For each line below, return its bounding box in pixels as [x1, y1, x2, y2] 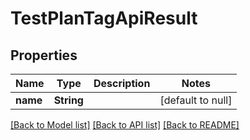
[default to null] [159, 93, 233, 107]
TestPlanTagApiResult [10, 7, 198, 30]
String [53, 93, 84, 107]
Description [93, 77, 151, 90]
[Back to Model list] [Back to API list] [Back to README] [10, 119, 240, 131]
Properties [10, 47, 78, 64]
